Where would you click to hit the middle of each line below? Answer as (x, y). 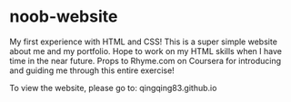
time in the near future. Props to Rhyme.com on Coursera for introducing (145, 60)
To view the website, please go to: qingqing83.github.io (113, 88)
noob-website (64, 17)
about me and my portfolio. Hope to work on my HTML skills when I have (145, 51)
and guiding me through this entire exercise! (92, 70)
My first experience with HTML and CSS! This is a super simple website (143, 42)
